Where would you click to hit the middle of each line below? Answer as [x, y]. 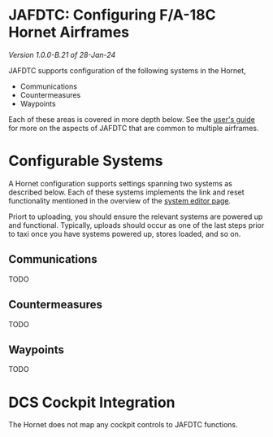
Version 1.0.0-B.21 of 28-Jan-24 [62, 55]
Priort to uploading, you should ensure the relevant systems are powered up [136, 216]
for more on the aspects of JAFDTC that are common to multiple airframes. [134, 128]
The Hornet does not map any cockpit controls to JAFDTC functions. [123, 425]
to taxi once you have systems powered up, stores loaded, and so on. [125, 234]
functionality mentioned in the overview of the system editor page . [120, 200]
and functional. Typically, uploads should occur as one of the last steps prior [136, 225]
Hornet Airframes [69, 32]
